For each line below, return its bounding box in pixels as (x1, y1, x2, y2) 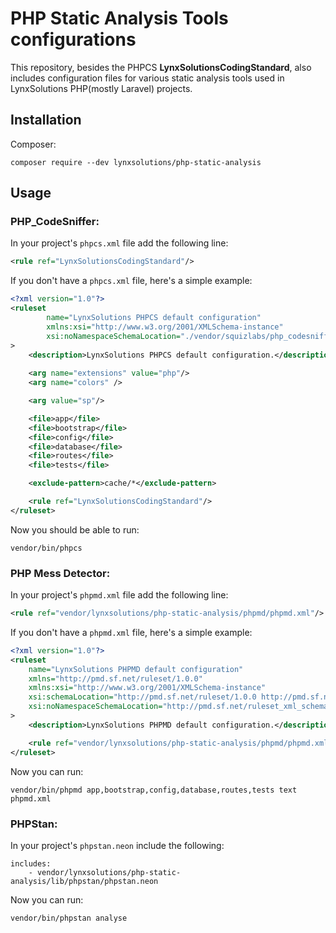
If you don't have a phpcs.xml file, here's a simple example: (10, 275, 253, 287)
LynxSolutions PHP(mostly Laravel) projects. (10, 82, 193, 94)
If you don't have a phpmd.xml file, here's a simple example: (10, 626, 253, 638)
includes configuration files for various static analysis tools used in (10, 72, 285, 84)
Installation (10, 112, 82, 129)
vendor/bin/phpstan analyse (10, 913, 128, 923)
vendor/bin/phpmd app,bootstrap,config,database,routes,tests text (10, 785, 298, 795)
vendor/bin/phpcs (10, 543, 83, 553)
